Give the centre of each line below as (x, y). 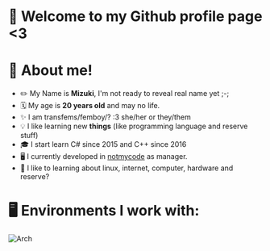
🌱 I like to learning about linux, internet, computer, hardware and (127, 168)
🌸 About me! (50, 71)
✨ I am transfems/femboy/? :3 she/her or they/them (106, 117)
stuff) (29, 136)
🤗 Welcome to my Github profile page (135, 17)
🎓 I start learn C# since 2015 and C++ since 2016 (103, 144)
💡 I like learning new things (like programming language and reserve (134, 126)
